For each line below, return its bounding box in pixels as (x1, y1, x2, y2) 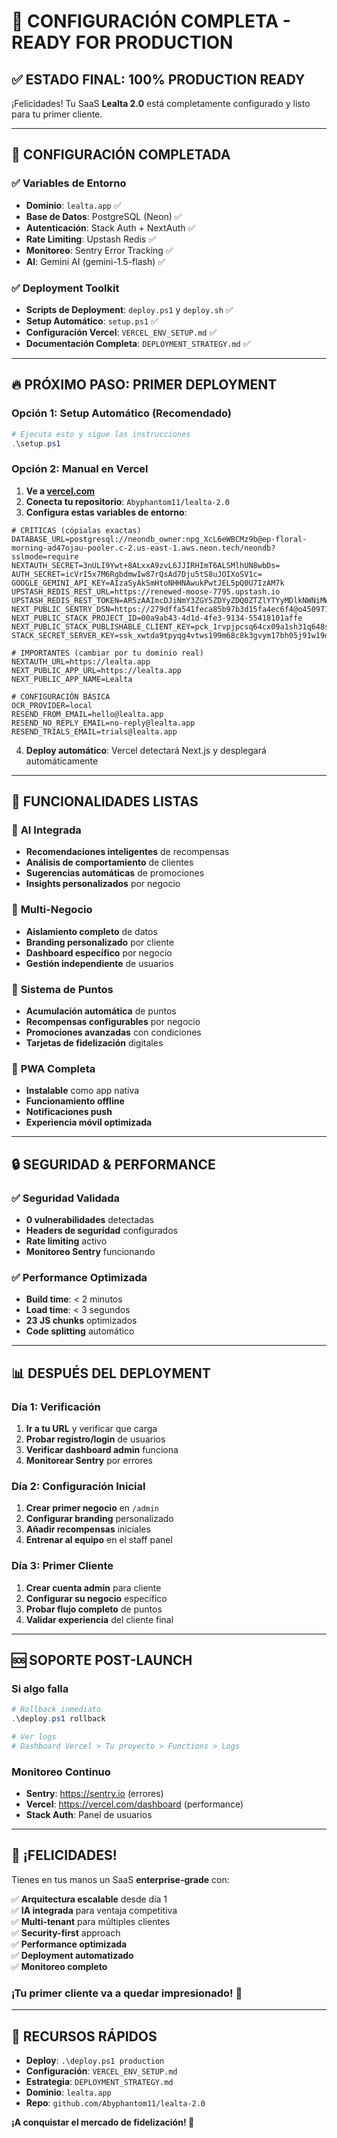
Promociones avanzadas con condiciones (25, 1026, 202, 1038)
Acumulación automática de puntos (25, 1005, 177, 1017)
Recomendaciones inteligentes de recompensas (25, 846, 230, 858)
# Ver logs (11, 1732, 57, 1742)
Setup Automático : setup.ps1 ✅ (25, 315, 159, 327)
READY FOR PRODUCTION (11, 31, 234, 54)
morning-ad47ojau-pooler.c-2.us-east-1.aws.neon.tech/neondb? (11, 543, 276, 553)
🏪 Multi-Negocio (11, 903, 93, 917)
